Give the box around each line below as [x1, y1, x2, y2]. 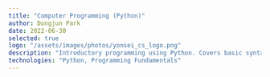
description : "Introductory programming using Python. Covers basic [8, 49, 243, 57]
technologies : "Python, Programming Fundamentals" [8, 57, 182, 65]
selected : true [8, 34, 59, 43]
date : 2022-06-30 [8, 26, 67, 34]
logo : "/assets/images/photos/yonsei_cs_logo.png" [8, 42, 182, 50]
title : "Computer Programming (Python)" [8, 11, 146, 20]
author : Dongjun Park [8, 19, 81, 27]
